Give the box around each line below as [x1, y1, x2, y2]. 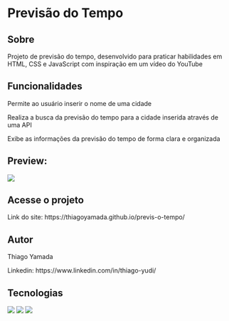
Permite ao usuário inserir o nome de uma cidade [7, 99, 151, 107]
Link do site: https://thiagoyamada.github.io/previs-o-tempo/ [7, 213, 185, 221]
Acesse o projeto [7, 194, 84, 206]
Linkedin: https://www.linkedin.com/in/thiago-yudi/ [7, 266, 156, 275]
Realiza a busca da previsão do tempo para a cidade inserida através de [7, 112, 219, 122]
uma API [7, 120, 32, 129]
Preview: [7, 155, 48, 167]
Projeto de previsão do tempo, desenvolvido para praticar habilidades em [7, 52, 223, 60]
